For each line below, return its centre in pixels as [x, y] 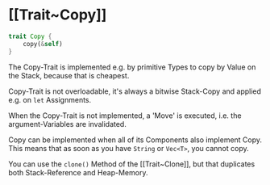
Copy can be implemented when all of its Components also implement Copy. [135, 140]
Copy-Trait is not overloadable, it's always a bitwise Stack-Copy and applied [135, 91]
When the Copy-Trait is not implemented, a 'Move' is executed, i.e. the [125, 116]
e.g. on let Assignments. [50, 99]
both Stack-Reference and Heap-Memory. [78, 172]
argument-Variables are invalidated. [67, 124]
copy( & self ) [43, 44]
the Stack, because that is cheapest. [69, 75]
